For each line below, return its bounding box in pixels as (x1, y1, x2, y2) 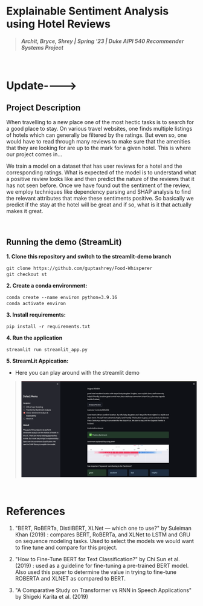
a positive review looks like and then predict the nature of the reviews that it (6, 176, 195, 183)
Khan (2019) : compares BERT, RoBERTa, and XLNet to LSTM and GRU (14, 531, 190, 538)
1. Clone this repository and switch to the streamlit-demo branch (6, 253, 172, 260)
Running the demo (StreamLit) (6, 237, 122, 247)
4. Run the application (6, 334, 63, 341)
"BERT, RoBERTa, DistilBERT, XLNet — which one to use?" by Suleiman (14, 524, 192, 532)
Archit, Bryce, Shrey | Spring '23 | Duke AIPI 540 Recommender (21, 38, 184, 45)
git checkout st (6, 271, 47, 278)
